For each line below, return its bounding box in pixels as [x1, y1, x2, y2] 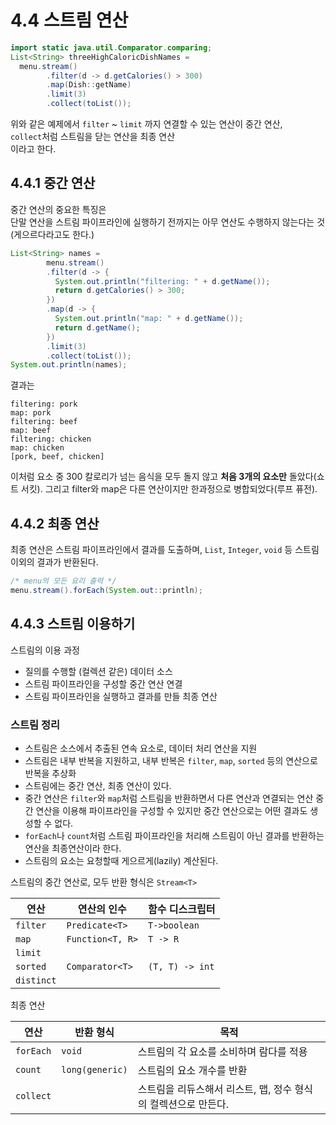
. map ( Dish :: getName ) [46, 80, 132, 90]
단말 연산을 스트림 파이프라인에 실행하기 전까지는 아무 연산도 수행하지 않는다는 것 [10, 216, 326, 228]
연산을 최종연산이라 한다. [24, 842, 122, 854]
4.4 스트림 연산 [10, 9, 129, 32]
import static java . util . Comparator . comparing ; [10, 42, 213, 53]
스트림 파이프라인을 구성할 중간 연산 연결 [24, 677, 183, 690]
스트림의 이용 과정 [10, 644, 80, 656]
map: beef [10, 426, 52, 436]
